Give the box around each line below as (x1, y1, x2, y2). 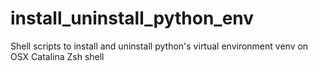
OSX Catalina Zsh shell (10, 50, 105, 62)
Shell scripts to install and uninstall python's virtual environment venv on (10, 40, 309, 52)
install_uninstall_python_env (10, 7, 255, 30)
